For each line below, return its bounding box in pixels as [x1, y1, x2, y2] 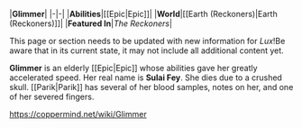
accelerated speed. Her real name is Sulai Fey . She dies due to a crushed [9, 72, 282, 83]
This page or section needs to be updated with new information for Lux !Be [9, 36, 286, 46]
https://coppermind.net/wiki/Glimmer [9, 109, 147, 119]
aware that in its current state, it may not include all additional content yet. [9, 45, 284, 56]
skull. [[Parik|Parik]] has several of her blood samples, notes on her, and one [9, 82, 294, 92]
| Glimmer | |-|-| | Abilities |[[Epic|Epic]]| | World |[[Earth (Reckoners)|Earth [9, 9, 278, 19]
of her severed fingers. [9, 91, 95, 102]
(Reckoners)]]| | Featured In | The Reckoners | [9, 18, 173, 29]
